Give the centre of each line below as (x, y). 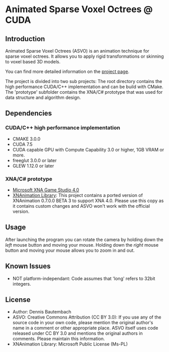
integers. (22, 284)
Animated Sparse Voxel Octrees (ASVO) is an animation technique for (77, 51)
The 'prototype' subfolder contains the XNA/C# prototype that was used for (84, 92)
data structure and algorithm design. (43, 97)
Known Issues (28, 266)
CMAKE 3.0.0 (26, 139)
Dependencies (29, 113)
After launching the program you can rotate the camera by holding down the (84, 240)
